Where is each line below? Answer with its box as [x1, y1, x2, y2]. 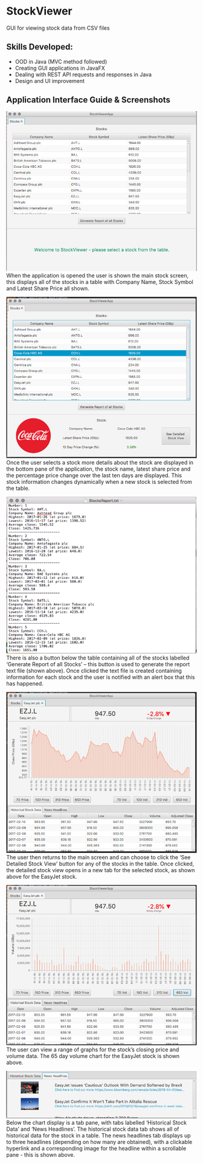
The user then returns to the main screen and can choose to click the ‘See [6, 853, 191, 861]
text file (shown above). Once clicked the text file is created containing [6, 667, 182, 675]
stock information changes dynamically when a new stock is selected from [6, 478, 192, 486]
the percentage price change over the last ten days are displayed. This [6, 472, 182, 479]
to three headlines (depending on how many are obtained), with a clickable [6, 1139, 193, 1146]
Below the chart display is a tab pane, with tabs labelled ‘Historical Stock [6, 1119, 187, 1126]
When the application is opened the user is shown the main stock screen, [6, 271, 189, 279]
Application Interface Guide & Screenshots [6, 95, 171, 105]
